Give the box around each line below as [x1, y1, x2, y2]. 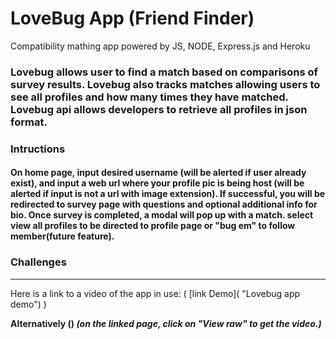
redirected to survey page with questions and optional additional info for [10, 198, 318, 211]
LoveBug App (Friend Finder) [10, 7, 255, 30]
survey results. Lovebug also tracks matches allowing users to [10, 77, 321, 91]
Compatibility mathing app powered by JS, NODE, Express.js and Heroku [10, 40, 311, 52]
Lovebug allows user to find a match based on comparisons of [10, 65, 319, 79]
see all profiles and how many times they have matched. [10, 90, 289, 104]
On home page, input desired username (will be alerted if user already [10, 167, 307, 179]
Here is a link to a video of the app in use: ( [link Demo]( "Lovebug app [10, 287, 301, 299]
